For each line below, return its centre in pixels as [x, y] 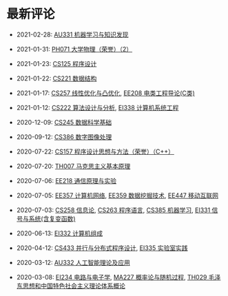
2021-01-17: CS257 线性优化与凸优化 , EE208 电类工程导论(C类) [106, 93]
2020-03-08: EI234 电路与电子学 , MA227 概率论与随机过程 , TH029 [112, 277]
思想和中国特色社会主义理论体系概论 [74, 286]
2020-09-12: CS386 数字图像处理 [64, 137]
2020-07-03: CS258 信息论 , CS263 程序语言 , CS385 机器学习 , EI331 [113, 210]
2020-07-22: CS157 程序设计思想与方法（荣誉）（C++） [95, 151]
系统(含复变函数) [52, 218]
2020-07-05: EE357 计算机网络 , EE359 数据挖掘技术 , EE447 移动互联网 [117, 195]
